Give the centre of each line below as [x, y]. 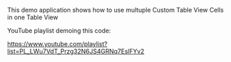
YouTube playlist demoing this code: [59, 31]
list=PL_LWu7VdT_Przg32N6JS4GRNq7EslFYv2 [76, 51]
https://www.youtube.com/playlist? [57, 44]
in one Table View [33, 17]
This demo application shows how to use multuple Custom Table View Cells [115, 10]
